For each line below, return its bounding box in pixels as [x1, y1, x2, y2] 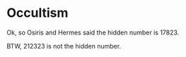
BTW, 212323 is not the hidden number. [6, 42, 122, 50]
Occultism [6, 5, 69, 21]
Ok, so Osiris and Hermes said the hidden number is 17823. [6, 28, 180, 37]
